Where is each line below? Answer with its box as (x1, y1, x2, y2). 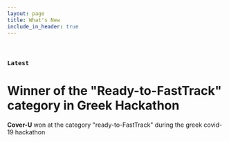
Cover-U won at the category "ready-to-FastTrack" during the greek (7, 121, 203, 129)
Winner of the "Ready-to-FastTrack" (7, 83, 222, 99)
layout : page (7, 10, 45, 17)
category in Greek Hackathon (7, 98, 180, 114)
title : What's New (7, 17, 60, 24)
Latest (7, 60, 30, 67)
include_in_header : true (7, 23, 79, 30)
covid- (203, 121, 223, 129)
